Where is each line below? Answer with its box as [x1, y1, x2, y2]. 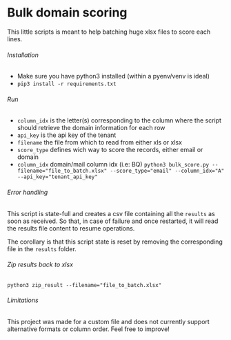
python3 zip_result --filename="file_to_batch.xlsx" [7, 281, 162, 288]
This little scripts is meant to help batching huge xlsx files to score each [7, 28, 211, 36]
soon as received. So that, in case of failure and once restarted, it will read [7, 217, 219, 225]
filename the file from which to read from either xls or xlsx [17, 138, 183, 147]
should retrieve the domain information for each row [17, 124, 165, 132]
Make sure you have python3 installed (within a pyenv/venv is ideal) [17, 72, 210, 81]
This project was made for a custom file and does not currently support [7, 317, 210, 326]
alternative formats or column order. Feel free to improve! [7, 325, 170, 333]
